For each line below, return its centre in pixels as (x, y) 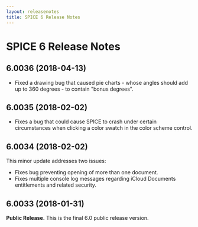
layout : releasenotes (33, 12)
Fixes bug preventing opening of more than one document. (86, 172)
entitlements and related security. (55, 185)
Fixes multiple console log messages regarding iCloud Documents (95, 179)
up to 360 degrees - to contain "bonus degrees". (74, 89)
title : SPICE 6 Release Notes (43, 17)
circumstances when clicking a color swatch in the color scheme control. (103, 128)
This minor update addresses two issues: (56, 161)
